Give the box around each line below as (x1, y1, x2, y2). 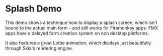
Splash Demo (5, 3, 62, 14)
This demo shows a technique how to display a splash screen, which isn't (5, 19, 157, 25)
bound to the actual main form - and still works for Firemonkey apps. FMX (5, 24, 158, 30)
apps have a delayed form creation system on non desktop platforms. (5, 30, 149, 36)
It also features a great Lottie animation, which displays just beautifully (5, 39, 151, 45)
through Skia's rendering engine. (5, 45, 73, 51)
